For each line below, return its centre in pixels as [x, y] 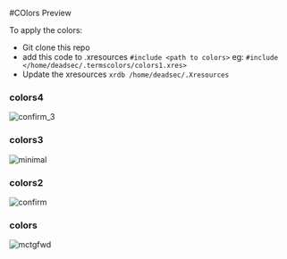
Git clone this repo [56, 47]
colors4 [27, 97]
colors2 [26, 182]
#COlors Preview [40, 13]
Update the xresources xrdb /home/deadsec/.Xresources [126, 74]
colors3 [26, 140]
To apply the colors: [46, 30]
